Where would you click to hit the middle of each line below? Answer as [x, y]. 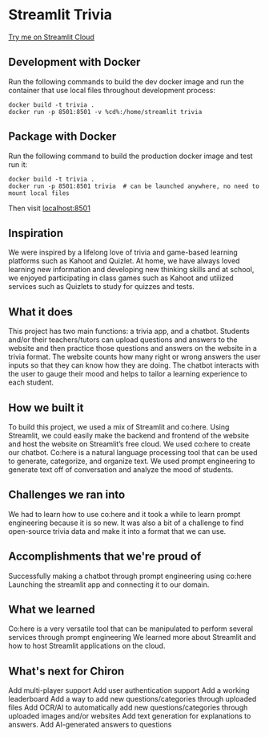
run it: [18, 164]
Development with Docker [74, 62]
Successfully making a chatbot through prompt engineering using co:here [130, 576]
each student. [31, 382]
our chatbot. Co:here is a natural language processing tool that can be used [133, 452]
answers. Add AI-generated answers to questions [90, 725]
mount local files [39, 193]
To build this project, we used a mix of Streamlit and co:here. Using [119, 427]
